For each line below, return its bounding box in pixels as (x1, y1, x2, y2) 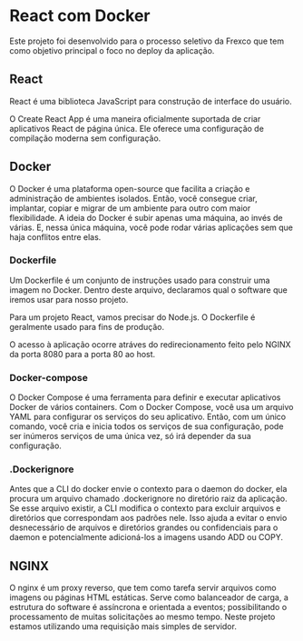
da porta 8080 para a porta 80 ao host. (9, 348, 156, 359)
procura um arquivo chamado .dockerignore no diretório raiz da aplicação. (9, 493, 288, 505)
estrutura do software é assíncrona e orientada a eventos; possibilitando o (9, 602, 288, 613)
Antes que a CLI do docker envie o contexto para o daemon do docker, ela (9, 484, 288, 495)
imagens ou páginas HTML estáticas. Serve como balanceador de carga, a (9, 592, 288, 603)
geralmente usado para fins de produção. (9, 321, 165, 332)
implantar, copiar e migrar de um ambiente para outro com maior (9, 202, 251, 214)
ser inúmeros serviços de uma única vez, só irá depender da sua (9, 431, 251, 442)
